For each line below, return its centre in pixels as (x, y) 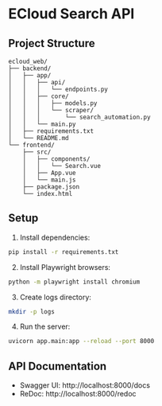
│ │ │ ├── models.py (53, 103)
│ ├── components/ (56, 159)
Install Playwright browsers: (65, 267)
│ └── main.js (50, 180)
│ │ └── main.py (42, 124)
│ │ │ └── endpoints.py (58, 89)
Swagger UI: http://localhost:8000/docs (85, 385)
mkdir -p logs (32, 311)
